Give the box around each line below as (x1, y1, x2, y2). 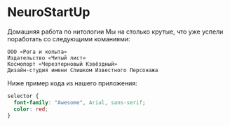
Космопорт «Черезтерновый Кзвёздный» (7, 60, 118, 67)
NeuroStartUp (7, 4, 90, 20)
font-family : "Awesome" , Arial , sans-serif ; (13, 99, 146, 106)
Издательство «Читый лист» (7, 54, 86, 62)
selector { (7, 92, 39, 99)
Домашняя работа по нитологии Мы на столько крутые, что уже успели (7, 27, 224, 36)
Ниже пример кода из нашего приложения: (7, 78, 138, 87)
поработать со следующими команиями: (7, 34, 130, 43)
